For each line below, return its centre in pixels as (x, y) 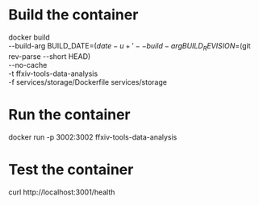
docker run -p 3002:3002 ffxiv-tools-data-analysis (93, 137)
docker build (29, 37)
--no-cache (28, 65)
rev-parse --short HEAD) (50, 56)
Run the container (69, 114)
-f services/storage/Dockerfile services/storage (88, 82)
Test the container (71, 169)
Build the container (73, 15)
